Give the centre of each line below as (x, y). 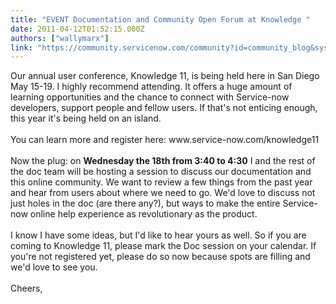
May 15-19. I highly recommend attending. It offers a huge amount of (151, 87)
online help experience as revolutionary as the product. (143, 214)
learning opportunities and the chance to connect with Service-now (150, 97)
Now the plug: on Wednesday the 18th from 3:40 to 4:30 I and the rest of (163, 161)
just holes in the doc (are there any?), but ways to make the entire (145, 203)
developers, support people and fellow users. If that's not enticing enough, (164, 108)
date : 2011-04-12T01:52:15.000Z (77, 29)
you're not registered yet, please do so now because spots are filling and (160, 257)
